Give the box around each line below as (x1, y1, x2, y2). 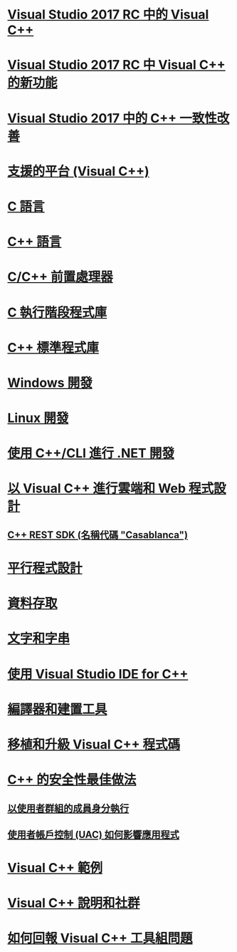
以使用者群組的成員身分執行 (7, 802, 130, 814)
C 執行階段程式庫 (7, 304, 107, 321)
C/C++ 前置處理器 (7, 269, 113, 285)
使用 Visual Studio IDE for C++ (7, 666, 189, 682)
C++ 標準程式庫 (7, 339, 100, 356)
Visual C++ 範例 (7, 860, 103, 876)
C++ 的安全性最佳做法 (7, 772, 137, 788)
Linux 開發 (7, 410, 69, 426)
